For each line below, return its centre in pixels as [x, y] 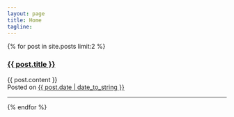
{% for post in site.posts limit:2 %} [56, 47]
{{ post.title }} [31, 65]
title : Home [24, 20]
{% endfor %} [27, 107]
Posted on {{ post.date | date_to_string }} [66, 87]
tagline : [20, 26]
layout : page [26, 14]
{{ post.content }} [32, 79]
